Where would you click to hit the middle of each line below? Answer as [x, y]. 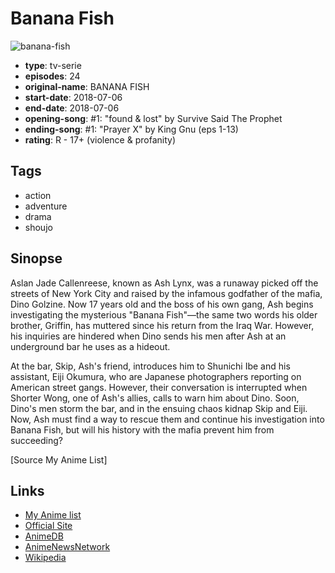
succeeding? [36, 440]
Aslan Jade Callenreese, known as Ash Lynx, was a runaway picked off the [164, 283]
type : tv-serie [53, 65]
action [38, 195]
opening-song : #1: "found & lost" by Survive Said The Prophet [153, 118]
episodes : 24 [52, 76]
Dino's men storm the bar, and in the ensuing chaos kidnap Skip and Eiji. [159, 408]
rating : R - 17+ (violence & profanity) [100, 139]
